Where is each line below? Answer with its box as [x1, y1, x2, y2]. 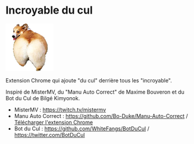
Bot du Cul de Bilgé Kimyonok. [5, 94, 80, 101]
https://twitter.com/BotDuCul [14, 131, 85, 138]
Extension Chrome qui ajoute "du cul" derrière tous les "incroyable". [5, 76, 172, 84]
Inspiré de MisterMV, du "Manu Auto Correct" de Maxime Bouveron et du [5, 88, 185, 95]
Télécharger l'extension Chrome [14, 119, 93, 126]
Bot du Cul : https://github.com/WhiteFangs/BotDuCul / [14, 125, 149, 132]
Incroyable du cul [5, 4, 93, 17]
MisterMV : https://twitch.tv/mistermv [14, 106, 107, 113]
